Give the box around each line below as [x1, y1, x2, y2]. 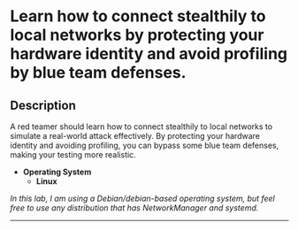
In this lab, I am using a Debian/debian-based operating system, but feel [10, 193, 275, 203]
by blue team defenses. [10, 63, 187, 83]
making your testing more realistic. [10, 149, 136, 160]
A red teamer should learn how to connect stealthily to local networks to [10, 121, 273, 132]
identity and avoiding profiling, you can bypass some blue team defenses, [10, 140, 279, 150]
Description [10, 97, 76, 112]
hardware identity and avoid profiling [10, 44, 288, 64]
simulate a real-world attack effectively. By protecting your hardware [10, 131, 260, 141]
